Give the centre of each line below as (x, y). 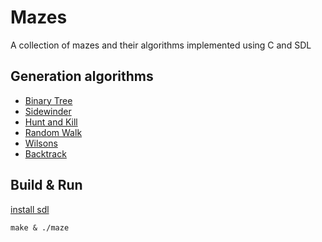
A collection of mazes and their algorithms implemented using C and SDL (161, 45)
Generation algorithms (82, 76)
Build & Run (46, 185)
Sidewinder (48, 111)
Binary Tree (48, 100)
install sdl (30, 209)
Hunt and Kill (51, 122)
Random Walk (53, 132)
